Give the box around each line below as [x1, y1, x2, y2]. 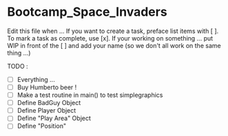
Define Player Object [17, 106, 76, 115]
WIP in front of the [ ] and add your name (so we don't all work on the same [7, 41, 222, 49]
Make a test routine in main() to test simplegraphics [17, 91, 163, 100]
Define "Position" [17, 122, 67, 131]
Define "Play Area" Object [17, 114, 92, 122]
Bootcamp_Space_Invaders [7, 4, 167, 20]
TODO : [7, 62, 29, 70]
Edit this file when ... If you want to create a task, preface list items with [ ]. [7, 27, 219, 35]
